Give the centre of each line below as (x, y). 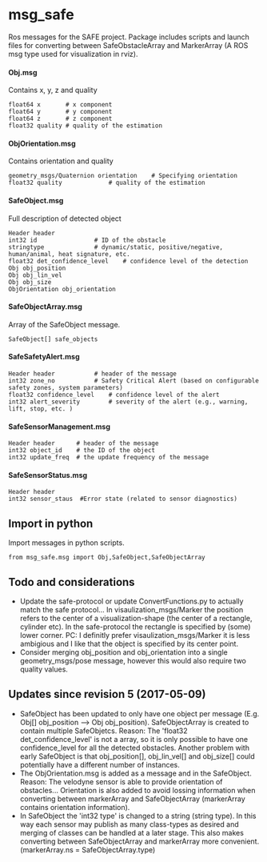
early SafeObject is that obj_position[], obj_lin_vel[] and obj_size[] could (137, 756)
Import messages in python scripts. (67, 543)
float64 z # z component (60, 119)
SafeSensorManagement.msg (59, 427)
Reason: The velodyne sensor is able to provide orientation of (121, 781)
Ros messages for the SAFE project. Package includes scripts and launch (129, 37)
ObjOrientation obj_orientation (62, 289)
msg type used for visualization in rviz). (73, 54)
